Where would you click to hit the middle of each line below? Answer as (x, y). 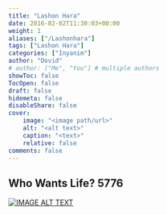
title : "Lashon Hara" (45, 16)
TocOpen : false (34, 83)
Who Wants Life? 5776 (66, 183)
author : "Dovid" (35, 61)
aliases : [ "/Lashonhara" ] (51, 38)
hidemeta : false (35, 98)
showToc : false (34, 76)
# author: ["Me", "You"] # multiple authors (84, 68)
